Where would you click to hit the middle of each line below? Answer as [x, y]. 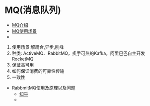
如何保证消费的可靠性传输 [38, 71]
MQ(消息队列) [33, 10]
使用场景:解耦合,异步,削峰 [38, 47]
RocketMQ [23, 59]
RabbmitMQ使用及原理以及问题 [43, 88]
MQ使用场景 [24, 31]
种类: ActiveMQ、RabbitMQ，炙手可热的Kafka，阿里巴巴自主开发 [78, 53]
